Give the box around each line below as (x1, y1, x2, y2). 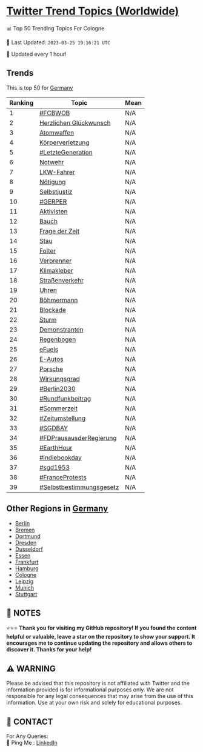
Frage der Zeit (39, 227, 80, 235)
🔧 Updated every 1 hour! (6, 50, 67, 58)
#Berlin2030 (39, 384, 76, 393)
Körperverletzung (39, 138, 90, 147)
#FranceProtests (39, 473, 87, 481)
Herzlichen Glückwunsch (39, 118, 111, 127)
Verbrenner (39, 256, 72, 265)
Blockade (39, 305, 67, 314)
